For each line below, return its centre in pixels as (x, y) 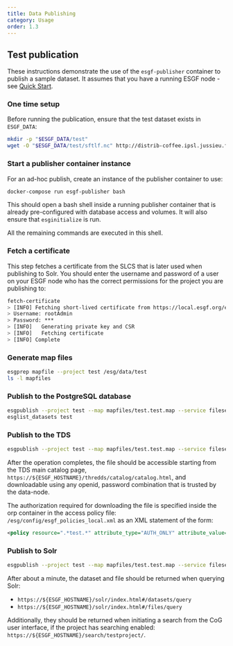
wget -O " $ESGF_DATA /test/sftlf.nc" (60, 146)
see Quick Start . (30, 86)
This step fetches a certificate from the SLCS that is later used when (105, 266)
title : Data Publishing (42, 14)
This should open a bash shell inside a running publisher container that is (112, 205)
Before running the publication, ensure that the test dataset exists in (104, 119)
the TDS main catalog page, (47, 470)
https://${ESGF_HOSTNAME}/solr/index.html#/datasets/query (104, 600)
